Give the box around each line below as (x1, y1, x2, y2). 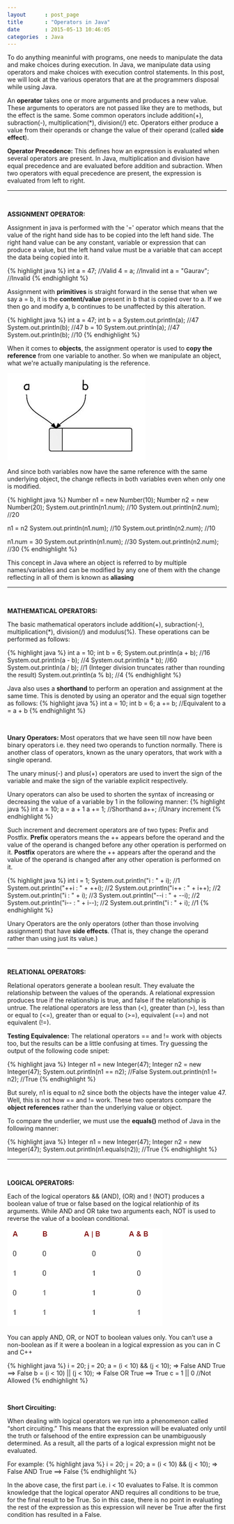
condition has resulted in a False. (7, 1511, 102, 1519)
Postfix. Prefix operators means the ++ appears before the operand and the (7, 833, 225, 842)
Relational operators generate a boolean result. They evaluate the (7, 981, 195, 990)
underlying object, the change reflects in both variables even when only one (7, 475, 226, 484)
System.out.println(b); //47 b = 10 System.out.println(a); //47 (7, 323, 180, 332)
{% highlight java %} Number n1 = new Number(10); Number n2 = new (7, 495, 209, 505)
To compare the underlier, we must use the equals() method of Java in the (7, 1117, 221, 1125)
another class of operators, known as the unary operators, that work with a (7, 748, 222, 757)
